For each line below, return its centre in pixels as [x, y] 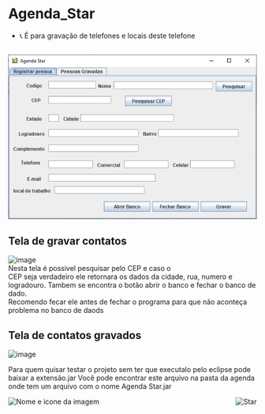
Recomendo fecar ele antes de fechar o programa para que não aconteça [128, 302]
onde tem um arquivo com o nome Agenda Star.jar [90, 386]
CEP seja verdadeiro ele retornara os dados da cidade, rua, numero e [120, 277]
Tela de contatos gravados [75, 335]
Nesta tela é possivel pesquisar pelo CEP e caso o [90, 269]
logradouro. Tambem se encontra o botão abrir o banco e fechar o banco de [132, 285]
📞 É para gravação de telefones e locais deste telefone [107, 36]
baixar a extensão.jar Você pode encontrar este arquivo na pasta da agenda [131, 378]
